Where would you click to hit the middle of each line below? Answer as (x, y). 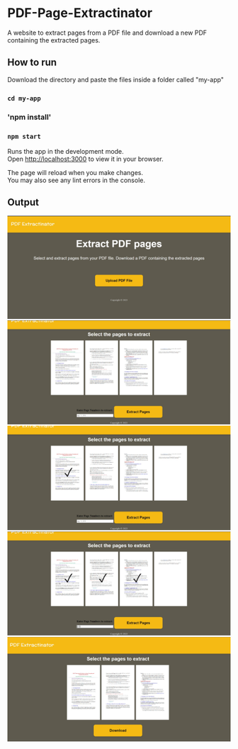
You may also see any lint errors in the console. (76, 180)
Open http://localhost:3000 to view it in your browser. (86, 159)
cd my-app (24, 98)
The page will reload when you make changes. (75, 172)
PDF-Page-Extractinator (80, 13)
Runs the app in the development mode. (66, 151)
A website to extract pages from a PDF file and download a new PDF (107, 33)
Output (23, 202)
